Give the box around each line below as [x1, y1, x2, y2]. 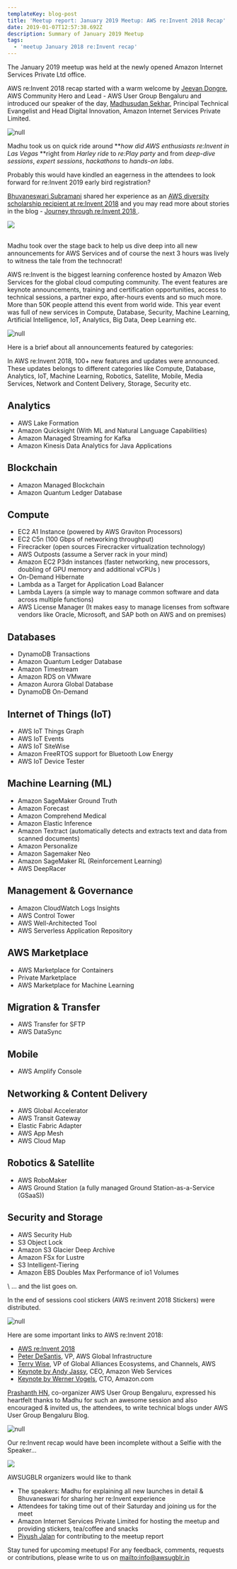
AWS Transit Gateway [17, 1114, 81, 1122]
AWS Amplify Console [17, 1067, 82, 1075]
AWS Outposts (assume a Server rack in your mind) [17, 550, 168, 559]
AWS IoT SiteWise [17, 742, 70, 750]
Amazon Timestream [17, 665, 79, 674]
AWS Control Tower [17, 911, 76, 919]
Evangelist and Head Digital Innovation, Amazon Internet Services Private [7, 107, 221, 115]
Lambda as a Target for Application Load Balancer [17, 580, 164, 589]
